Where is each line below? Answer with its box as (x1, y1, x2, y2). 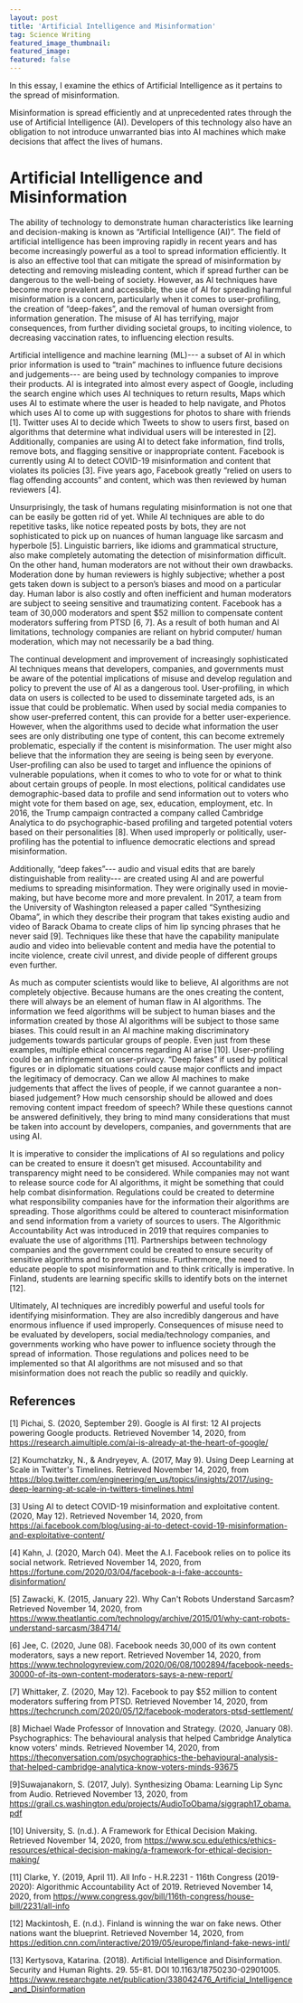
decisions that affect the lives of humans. (9, 137, 163, 146)
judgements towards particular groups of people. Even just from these (9, 1035, 271, 1045)
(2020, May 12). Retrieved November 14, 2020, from (9, 1510, 204, 1521)
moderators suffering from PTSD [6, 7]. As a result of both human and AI (9, 617, 279, 628)
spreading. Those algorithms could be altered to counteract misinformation (9, 1205, 289, 1216)
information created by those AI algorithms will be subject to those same (9, 1015, 279, 1026)
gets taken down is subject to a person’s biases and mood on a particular (9, 578, 282, 589)
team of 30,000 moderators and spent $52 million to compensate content (9, 607, 283, 618)
